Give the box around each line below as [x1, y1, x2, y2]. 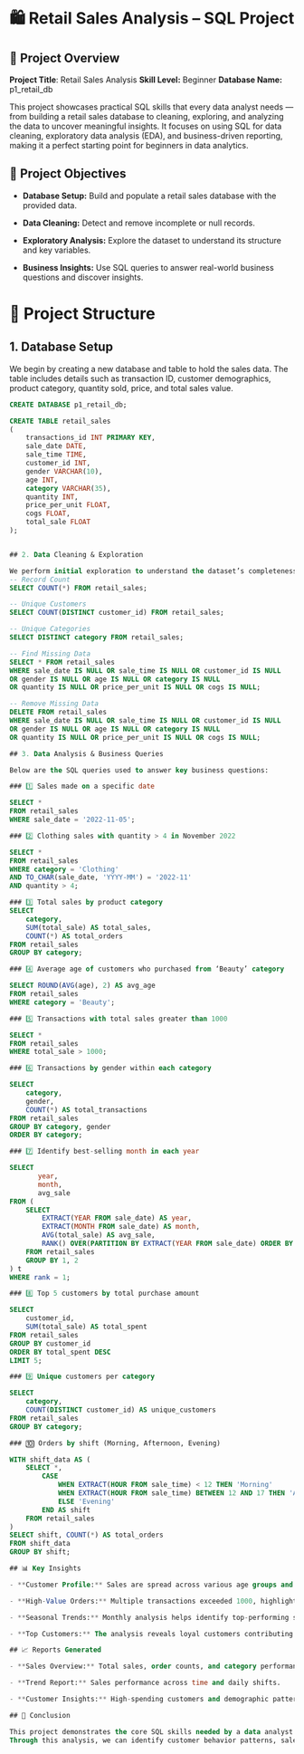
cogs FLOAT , [25, 509, 71, 518]
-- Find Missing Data [9, 649, 91, 658]
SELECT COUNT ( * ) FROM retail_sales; [9, 583, 147, 592]
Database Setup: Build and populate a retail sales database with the [22, 190, 277, 201]
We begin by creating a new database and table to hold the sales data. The [9, 363, 289, 374]
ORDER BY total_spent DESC [9, 1347, 111, 1356]
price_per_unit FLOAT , [25, 501, 111, 510]
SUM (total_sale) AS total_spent [25, 1322, 147, 1332]
